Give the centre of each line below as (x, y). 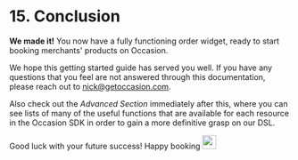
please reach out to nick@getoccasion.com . (90, 86)
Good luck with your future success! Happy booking (105, 146)
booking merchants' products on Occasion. (89, 50)
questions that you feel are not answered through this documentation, (137, 76)
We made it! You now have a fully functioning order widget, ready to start (144, 41)
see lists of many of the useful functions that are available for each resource (149, 113)
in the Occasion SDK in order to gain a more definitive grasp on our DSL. (142, 123)
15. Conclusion (65, 16)
